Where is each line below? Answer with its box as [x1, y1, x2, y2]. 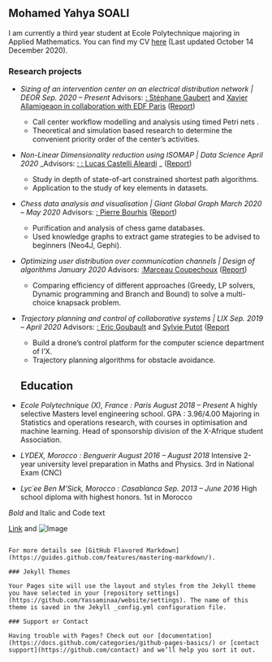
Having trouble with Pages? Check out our [8, 631, 154, 640]
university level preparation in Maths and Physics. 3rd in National [37, 459, 254, 469]
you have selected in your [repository [8, 589, 144, 597]
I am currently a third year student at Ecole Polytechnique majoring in [8, 28, 240, 37]
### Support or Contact [8, 617, 89, 625]
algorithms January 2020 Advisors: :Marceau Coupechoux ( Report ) [19, 265, 248, 275]
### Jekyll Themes [8, 568, 71, 576]
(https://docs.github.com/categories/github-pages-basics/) [8, 638, 217, 647]
